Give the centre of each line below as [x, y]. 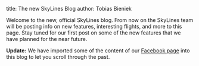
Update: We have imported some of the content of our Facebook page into [98, 51]
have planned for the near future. [47, 39]
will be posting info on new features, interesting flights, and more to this [94, 26]
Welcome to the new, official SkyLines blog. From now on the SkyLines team [100, 20]
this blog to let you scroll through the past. [58, 57]
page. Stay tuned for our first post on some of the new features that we [94, 33]
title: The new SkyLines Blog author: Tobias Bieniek [69, 9]
